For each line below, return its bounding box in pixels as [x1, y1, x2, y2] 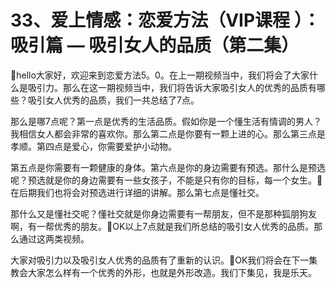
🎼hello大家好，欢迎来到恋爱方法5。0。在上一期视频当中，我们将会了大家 [10, 69, 310, 81]
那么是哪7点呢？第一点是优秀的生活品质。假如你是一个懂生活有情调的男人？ [10, 115, 322, 127]
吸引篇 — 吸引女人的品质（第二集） [10, 34, 300, 57]
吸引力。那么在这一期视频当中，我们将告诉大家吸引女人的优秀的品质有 [27, 81, 317, 93]
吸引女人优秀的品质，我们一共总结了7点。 [27, 94, 200, 106]
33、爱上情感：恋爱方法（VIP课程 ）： [10, 9, 321, 32]
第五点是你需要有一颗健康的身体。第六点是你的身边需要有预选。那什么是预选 [10, 161, 326, 173]
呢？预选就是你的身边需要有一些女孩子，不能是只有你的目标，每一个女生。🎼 [10, 174, 323, 186]
